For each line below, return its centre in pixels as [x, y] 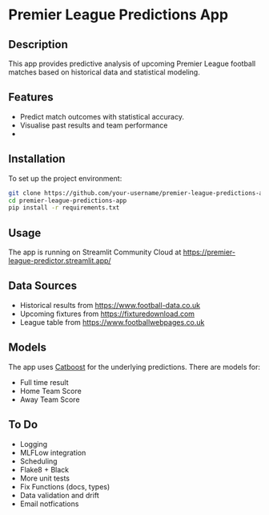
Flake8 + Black [44, 469]
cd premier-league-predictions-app [68, 201]
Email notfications [49, 504]
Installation [37, 159]
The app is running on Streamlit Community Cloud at [95, 252]
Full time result [44, 382]
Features [31, 97]
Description [38, 45]
